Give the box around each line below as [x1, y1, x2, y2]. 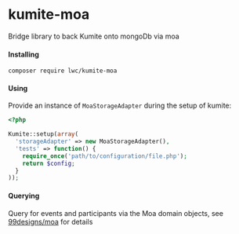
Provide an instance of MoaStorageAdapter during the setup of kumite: [8, 101, 232, 111]
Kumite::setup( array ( [8, 130, 79, 138]
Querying [8, 191, 40, 200]
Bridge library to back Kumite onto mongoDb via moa [8, 31, 180, 41]
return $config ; [22, 159, 76, 167]
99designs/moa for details [8, 217, 93, 226]
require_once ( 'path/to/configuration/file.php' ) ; [22, 152, 188, 160]
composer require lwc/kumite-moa [8, 67, 118, 75]
